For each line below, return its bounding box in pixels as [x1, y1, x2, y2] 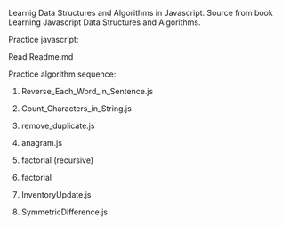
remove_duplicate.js [20, 120, 95, 131]
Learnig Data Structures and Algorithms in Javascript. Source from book [8, 8, 273, 18]
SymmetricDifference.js [20, 206, 109, 217]
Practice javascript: [8, 35, 79, 44]
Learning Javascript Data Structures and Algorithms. [8, 17, 201, 28]
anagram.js [20, 138, 63, 148]
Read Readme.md [8, 52, 74, 61]
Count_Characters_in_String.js [20, 103, 133, 114]
